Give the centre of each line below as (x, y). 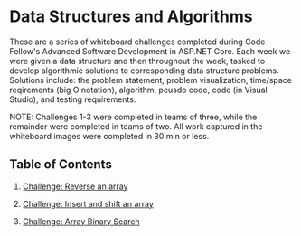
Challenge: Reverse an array (75, 186)
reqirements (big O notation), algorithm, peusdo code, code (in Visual (139, 90)
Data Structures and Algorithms (131, 17)
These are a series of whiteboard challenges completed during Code (137, 42)
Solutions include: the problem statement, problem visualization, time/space (150, 80)
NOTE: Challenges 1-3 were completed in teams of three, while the (133, 117)
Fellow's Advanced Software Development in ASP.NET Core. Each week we (150, 51)
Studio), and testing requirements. (73, 99)
